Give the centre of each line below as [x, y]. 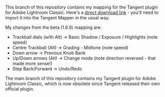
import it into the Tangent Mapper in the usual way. [57, 18]
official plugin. [20, 89]
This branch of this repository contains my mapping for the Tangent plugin [82, 7]
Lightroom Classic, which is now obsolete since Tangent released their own [83, 84]
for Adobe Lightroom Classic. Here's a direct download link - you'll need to [82, 12]
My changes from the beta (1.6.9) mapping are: [53, 27]
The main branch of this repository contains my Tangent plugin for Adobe [81, 78]
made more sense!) [32, 63]
